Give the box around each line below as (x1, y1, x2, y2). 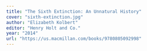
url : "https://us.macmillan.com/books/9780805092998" (6, 36, 142, 42)
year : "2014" (6, 30, 39, 36)
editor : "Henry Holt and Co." (6, 25, 81, 31)
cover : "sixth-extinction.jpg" (6, 14, 84, 20)
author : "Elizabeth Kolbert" (6, 19, 78, 25)
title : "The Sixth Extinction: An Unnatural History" (6, 8, 142, 15)
